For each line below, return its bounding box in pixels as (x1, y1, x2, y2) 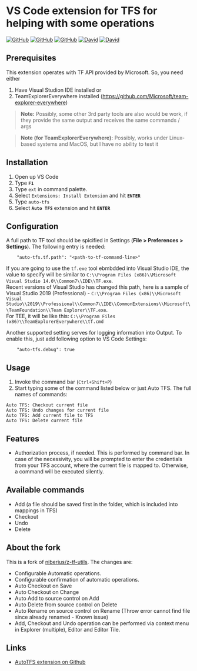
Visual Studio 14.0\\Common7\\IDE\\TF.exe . (6, 278, 113, 285)
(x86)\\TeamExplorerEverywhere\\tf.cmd (6, 319, 104, 325)
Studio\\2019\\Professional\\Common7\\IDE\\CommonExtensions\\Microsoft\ (6, 301, 191, 307)
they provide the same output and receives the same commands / (20, 116, 181, 123)
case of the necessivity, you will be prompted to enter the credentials (14, 456, 183, 462)
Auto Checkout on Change (14, 588, 79, 595)
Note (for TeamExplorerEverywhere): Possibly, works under (20, 134, 168, 141)
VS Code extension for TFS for (6, 4, 158, 18)
